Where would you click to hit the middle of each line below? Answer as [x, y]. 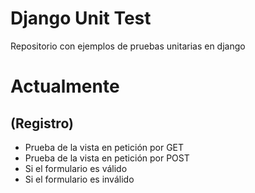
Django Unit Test [81, 18]
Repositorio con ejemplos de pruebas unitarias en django [128, 46]
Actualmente [65, 86]
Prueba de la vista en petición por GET [104, 147]
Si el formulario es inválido [79, 179]
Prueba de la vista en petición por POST [107, 158]
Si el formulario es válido [76, 168]
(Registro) [42, 123]
